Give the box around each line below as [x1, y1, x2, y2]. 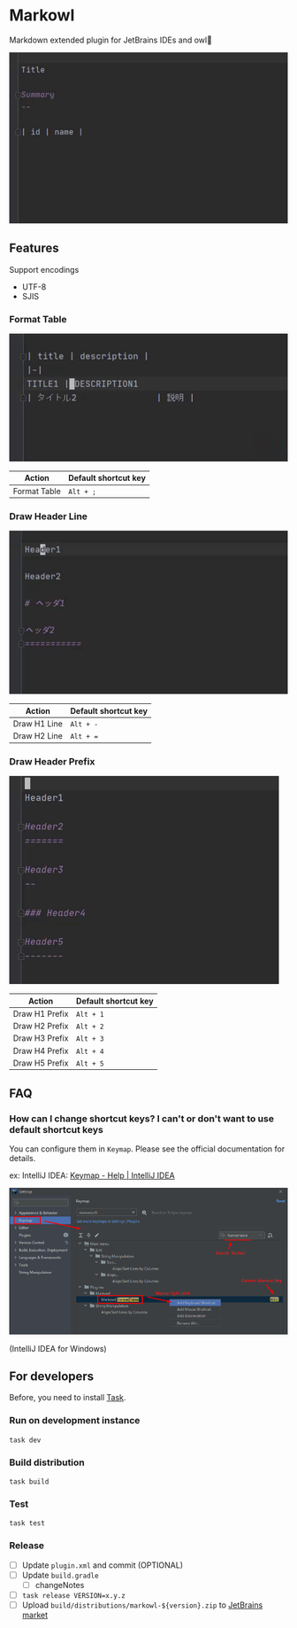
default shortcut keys [9, 1123, 103, 1136]
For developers [9, 1369, 95, 1384]
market [21, 1609, 49, 1620]
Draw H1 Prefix [12, 1008, 69, 1019]
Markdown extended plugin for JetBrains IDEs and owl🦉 [9, 35, 212, 45]
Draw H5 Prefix [12, 1058, 69, 1068]
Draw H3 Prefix [12, 1033, 69, 1043]
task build [9, 1477, 49, 1486]
